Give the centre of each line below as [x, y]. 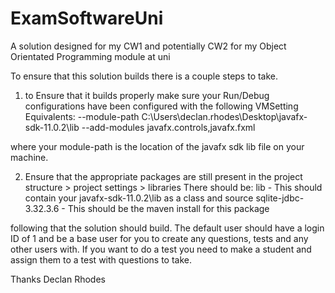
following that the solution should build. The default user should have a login [167, 228]
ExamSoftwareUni [87, 18]
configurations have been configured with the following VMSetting [161, 106]
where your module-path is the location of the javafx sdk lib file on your [157, 146]
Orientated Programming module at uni [90, 56]
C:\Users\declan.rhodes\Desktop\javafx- [224, 116]
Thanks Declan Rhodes [58, 279]
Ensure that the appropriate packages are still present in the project [163, 176]
